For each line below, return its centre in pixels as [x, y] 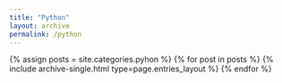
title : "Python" [39, 17]
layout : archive [39, 26]
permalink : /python [46, 34]
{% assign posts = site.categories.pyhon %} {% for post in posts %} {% [141, 60]
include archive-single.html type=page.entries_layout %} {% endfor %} [141, 69]
